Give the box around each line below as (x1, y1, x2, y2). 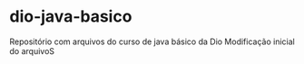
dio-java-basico (9, 6, 132, 27)
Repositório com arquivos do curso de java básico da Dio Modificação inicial (9, 36, 295, 47)
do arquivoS (9, 45, 55, 56)
